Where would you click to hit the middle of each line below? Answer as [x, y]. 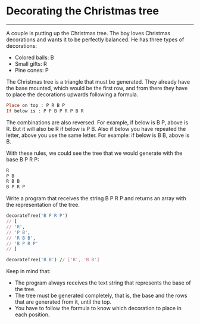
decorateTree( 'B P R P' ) [37, 216]
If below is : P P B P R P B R [45, 111]
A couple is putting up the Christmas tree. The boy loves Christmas [88, 33]
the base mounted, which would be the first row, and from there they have [97, 88]
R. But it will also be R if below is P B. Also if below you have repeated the [96, 129]
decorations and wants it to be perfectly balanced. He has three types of [95, 39]
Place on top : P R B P [36, 105]
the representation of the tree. [43, 205]
